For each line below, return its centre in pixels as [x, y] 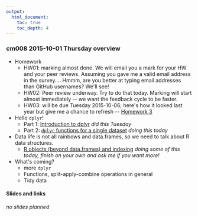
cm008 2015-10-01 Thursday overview [64, 49]
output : [16, 11]
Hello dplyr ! [29, 118]
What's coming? [34, 161]
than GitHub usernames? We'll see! [66, 87]
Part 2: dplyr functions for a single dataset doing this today [96, 130]
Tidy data [35, 180]
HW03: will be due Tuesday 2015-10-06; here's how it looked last [103, 105]
